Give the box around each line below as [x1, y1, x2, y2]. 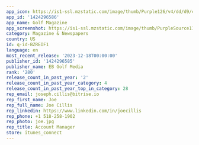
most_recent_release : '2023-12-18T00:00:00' [6, 53, 118, 59]
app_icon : [6, 8, 31, 15]
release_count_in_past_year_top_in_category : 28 [6, 86, 129, 92]
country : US [6, 36, 36, 42]
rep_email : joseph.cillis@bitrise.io [6, 91, 99, 97]
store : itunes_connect [6, 130, 62, 136]
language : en [6, 47, 38, 53]
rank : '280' [6, 69, 36, 75]
